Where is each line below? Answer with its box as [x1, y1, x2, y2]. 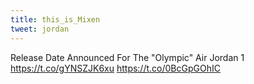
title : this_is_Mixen [10, 14, 101, 25]
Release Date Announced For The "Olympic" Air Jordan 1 [10, 51, 245, 63]
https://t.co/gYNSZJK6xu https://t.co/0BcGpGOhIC [10, 62, 221, 74]
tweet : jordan [10, 24, 70, 34]
